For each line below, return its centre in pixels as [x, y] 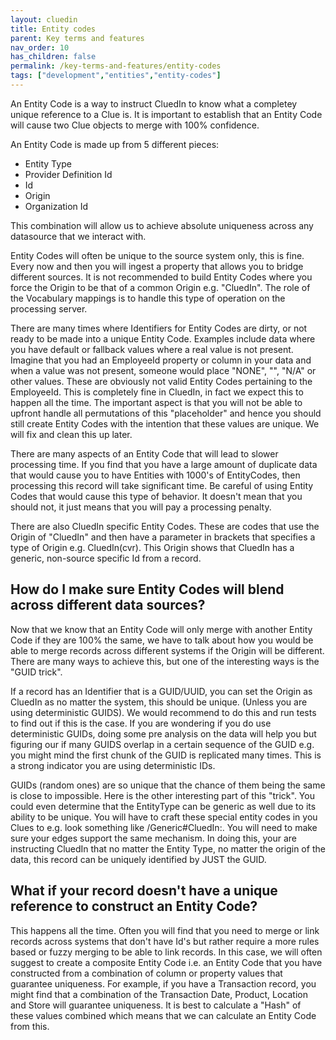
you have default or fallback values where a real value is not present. [152, 349]
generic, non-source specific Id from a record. [106, 558]
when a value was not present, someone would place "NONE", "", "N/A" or [163, 370]
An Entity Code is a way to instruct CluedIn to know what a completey [154, 103]
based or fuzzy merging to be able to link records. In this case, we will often [166, 952]
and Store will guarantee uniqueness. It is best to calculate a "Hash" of [156, 1005]
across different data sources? [108, 605]
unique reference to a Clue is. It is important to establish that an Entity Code [166, 114]
